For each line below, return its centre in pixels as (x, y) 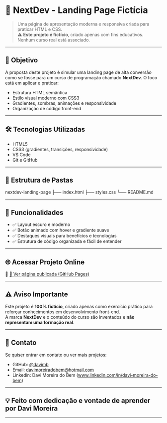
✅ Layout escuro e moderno (41, 224)
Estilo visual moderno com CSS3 (46, 98)
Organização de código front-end (47, 108)
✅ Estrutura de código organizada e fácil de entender (67, 241)
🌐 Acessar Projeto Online (45, 262)
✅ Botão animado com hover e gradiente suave (61, 230)
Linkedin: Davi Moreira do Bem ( (45, 375)
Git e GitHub (25, 160)
